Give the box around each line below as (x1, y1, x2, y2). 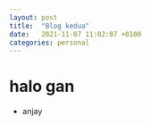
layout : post (9, 12, 58, 22)
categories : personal (9, 37, 90, 47)
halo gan (9, 77, 75, 96)
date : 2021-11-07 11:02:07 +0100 (9, 29, 142, 38)
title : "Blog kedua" (9, 21, 90, 30)
